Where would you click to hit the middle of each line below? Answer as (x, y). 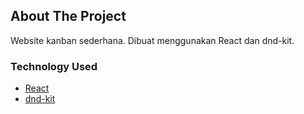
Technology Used (54, 66)
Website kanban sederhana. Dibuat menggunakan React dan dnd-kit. (152, 40)
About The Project (68, 16)
